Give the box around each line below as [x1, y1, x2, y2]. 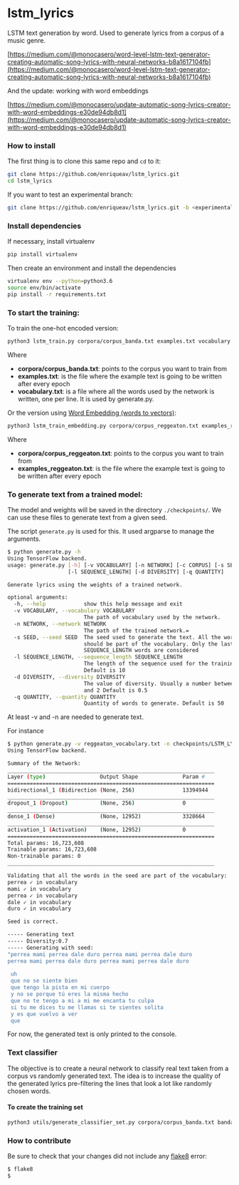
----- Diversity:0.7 [7, 938, 69, 945]
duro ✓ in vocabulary [7, 905, 72, 913]
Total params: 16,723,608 [7, 839, 84, 847]
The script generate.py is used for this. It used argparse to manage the [7, 527, 215, 535]
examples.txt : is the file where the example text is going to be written [17, 372, 223, 381]
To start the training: [7, 308, 80, 318]
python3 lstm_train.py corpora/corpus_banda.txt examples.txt [7, 337, 196, 345]
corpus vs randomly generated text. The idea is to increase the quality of [7, 1071, 221, 1080]
